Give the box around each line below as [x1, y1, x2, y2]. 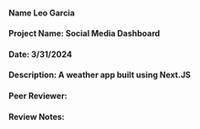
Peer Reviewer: [8, 90, 68, 101]
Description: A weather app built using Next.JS [8, 69, 191, 81]
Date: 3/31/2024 [8, 48, 72, 59]
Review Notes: [8, 111, 65, 122]
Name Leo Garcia [8, 7, 75, 18]
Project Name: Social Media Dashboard [8, 28, 161, 39]
